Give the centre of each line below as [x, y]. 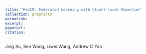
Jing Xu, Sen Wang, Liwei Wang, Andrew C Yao [54, 46]
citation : [15, 32]
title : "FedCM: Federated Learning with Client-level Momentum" [73, 10]
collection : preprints [29, 14]
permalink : [16, 19]
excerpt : [14, 23]
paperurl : [15, 28]
